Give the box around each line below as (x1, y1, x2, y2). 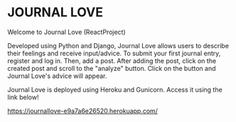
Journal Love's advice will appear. (7, 72, 107, 80)
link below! (7, 93, 39, 101)
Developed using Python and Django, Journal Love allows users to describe (7, 41, 230, 50)
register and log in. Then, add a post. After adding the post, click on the (7, 56, 217, 65)
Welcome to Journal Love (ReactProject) (7, 28, 126, 36)
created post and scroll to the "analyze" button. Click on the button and (7, 64, 216, 72)
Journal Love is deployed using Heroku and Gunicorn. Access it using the (7, 85, 222, 94)
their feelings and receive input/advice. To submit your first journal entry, (7, 49, 221, 57)
